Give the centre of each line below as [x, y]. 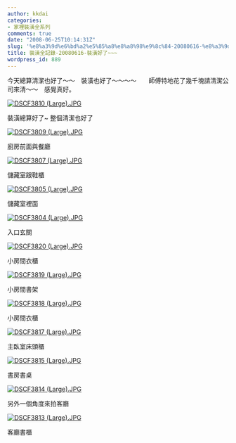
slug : [15, 46]
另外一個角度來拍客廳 [38, 403]
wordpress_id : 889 [34, 60]
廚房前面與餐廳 [29, 146]
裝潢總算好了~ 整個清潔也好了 [50, 117]
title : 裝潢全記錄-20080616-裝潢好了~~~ [63, 53]
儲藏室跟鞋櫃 [26, 175]
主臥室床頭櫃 [26, 346]
